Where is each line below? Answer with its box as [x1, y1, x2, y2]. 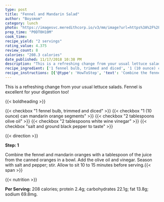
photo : [5, 25, 19, 30]
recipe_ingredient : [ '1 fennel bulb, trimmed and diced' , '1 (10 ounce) [5, 66, 156, 71]
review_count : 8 [5, 48, 38, 53]
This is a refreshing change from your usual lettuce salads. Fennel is [5, 84, 143, 90]
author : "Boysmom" [5, 16, 42, 21]
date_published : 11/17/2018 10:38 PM [5, 57, 82, 62]
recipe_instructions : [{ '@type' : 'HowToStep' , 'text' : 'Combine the [5, 71, 147, 75]
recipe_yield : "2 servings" [5, 39, 62, 44]
